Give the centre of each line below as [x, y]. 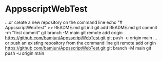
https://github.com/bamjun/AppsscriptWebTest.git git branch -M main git [78, 48]
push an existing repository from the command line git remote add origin [83, 43]
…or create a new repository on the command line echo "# [64, 22]
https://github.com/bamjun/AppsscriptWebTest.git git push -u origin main [79, 38]
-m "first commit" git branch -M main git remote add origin [64, 32]
